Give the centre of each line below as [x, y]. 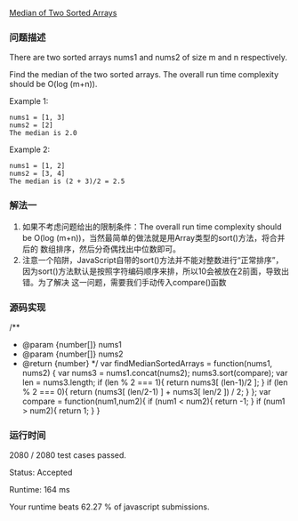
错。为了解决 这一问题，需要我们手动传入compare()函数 [124, 282]
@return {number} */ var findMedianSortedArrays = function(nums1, [147, 363]
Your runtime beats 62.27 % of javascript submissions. [109, 507]
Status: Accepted [41, 473]
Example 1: [29, 101]
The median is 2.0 [43, 133]
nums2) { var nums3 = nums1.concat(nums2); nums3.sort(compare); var [155, 373]
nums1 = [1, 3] [37, 118]
